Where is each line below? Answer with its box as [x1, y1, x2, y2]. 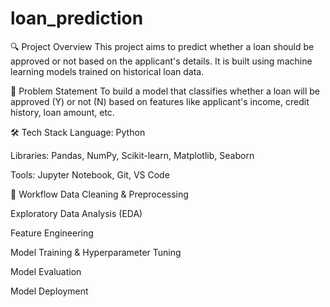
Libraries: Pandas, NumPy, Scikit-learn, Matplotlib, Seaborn [10, 149, 255, 161]
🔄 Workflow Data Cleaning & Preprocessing [10, 188, 189, 200]
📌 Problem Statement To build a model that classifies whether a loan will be [10, 85, 321, 97]
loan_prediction [10, 7, 144, 30]
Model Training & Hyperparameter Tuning [10, 246, 182, 258]
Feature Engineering [10, 227, 94, 239]
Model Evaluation [10, 265, 82, 277]
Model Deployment [10, 285, 89, 297]
